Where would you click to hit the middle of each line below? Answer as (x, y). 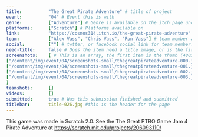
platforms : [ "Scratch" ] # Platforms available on (75, 28)
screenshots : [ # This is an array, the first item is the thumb (92, 55)
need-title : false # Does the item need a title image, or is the (95, 50)
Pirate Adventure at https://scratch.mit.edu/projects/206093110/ (84, 128)
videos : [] (30, 93)
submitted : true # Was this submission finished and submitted (92, 99)
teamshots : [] (30, 88)
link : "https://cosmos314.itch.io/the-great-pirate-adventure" (99, 34)
